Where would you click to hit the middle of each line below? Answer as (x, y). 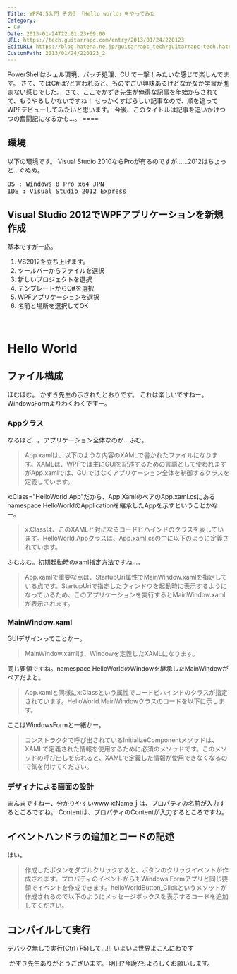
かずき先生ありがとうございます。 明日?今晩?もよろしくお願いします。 (111, 963)
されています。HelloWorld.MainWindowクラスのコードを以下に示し (121, 701)
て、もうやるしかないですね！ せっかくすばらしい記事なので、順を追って (113, 100)
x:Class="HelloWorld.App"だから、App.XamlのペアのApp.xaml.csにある (111, 496)
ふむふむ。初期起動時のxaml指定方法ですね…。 (76, 562)
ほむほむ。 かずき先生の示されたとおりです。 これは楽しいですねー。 (108, 394)
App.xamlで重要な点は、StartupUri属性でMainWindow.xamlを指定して (126, 577)
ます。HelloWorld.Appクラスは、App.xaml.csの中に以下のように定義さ (127, 538)
